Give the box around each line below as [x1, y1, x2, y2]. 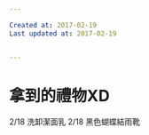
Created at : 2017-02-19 [9, 20, 98, 29]
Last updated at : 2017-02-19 [9, 28, 117, 38]
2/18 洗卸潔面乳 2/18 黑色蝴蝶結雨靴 [9, 116, 140, 127]
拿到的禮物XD [9, 85, 110, 106]
